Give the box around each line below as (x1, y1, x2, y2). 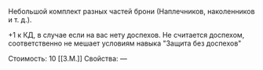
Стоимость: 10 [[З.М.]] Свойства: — (8, 54, 128, 63)
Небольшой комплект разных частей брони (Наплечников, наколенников (8, 7, 255, 16)
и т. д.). (8, 15, 32, 24)
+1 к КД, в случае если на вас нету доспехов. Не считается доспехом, (8, 31, 245, 39)
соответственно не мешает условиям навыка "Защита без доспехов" (8, 39, 242, 48)
